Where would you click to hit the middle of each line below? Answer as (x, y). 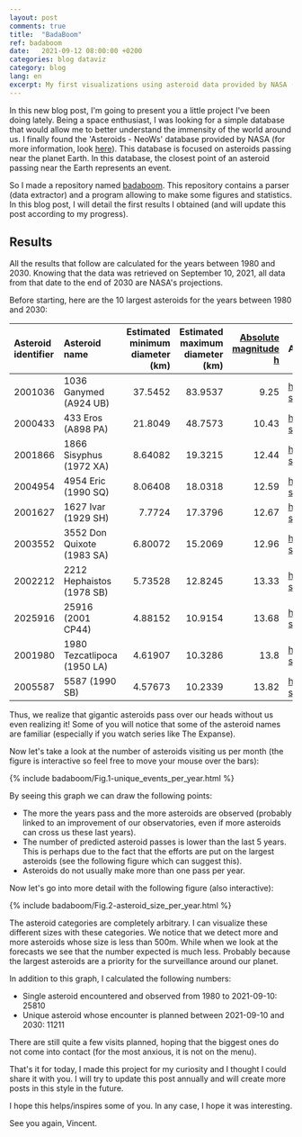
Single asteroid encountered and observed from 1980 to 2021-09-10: (150, 997)
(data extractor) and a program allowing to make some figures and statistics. (151, 194)
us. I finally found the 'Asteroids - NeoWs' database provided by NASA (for (147, 139)
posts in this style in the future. (67, 1088)
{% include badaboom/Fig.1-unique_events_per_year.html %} (122, 779)
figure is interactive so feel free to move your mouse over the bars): (134, 761)
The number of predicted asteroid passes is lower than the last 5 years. (154, 842)
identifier (34, 355)
